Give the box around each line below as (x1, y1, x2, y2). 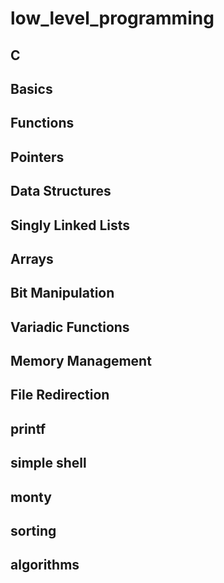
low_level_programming (10, 7, 215, 30)
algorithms (10, 557, 80, 574)
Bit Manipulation (10, 285, 115, 302)
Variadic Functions (10, 318, 130, 336)
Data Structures (10, 183, 112, 200)
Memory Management (10, 353, 152, 370)
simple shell (10, 455, 87, 472)
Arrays (10, 250, 54, 267)
